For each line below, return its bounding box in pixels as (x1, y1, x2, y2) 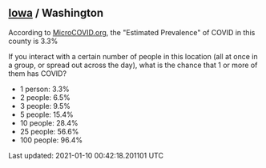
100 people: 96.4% (19, 135, 83, 145)
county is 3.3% (8, 36, 58, 46)
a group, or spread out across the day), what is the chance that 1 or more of (8, 60, 258, 70)
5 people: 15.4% (19, 110, 74, 119)
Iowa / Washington (8, 6, 104, 20)
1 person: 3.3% (19, 84, 70, 94)
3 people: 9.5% (19, 101, 71, 110)
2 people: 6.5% (19, 92, 71, 102)
